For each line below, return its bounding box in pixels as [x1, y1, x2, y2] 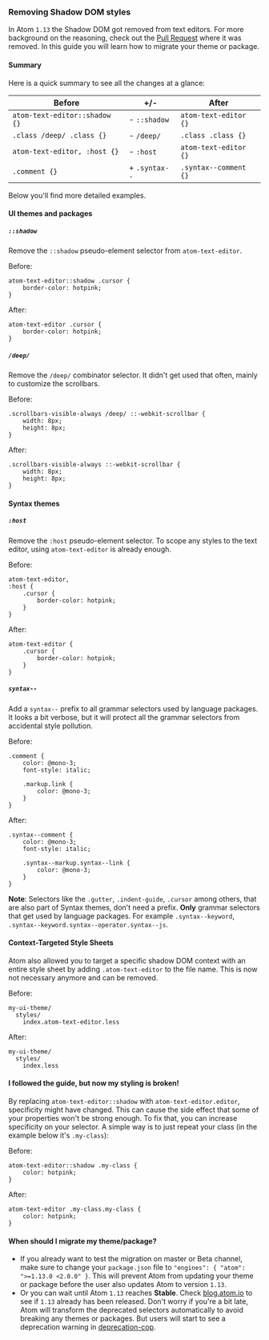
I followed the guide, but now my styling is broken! [8, 1078, 179, 1088]
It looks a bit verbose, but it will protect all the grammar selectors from [8, 712, 240, 722]
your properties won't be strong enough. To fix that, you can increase [8, 1113, 238, 1122]
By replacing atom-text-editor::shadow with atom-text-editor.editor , [8, 1096, 240, 1106]
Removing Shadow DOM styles [8, 6, 131, 18]
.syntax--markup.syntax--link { [22, 858, 130, 867]
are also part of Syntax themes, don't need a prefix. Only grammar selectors [8, 902, 260, 912]
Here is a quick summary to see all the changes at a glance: [8, 78, 206, 88]
